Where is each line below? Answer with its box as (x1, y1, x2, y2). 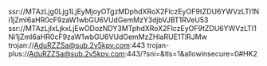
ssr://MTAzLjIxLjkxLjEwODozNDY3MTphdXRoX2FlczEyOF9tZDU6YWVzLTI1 (8, 24, 257, 33)
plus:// (8, 49, 29, 58)
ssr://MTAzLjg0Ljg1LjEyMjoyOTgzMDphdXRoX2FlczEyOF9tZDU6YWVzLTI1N (8, 7, 260, 16)
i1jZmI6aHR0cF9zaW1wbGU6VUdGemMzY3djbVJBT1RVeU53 (8, 15, 209, 25)
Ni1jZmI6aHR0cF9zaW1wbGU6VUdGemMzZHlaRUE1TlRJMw (8, 32, 207, 41)
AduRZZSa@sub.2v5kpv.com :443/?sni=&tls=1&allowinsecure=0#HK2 (29, 49, 257, 58)
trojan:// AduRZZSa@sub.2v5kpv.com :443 (8, 41, 146, 50)
